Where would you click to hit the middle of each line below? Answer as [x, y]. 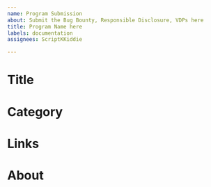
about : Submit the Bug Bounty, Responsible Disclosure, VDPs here [105, 20]
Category [35, 112]
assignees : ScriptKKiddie [45, 40]
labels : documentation [40, 33]
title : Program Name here [45, 26]
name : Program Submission [45, 14]
